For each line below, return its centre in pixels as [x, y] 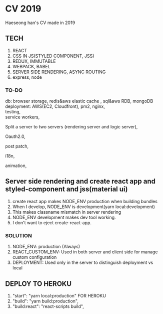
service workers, [22, 117]
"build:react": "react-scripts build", [48, 306]
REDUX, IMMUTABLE [34, 61]
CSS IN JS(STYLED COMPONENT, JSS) [53, 56]
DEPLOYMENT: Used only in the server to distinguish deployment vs [83, 263]
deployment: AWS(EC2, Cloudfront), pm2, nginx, [55, 106]
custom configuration [34, 257]
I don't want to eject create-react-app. [52, 222]
